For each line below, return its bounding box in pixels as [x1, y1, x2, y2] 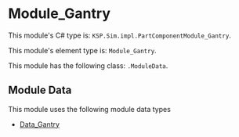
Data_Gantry [19, 119, 60, 129]
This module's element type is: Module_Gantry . [8, 45, 157, 55]
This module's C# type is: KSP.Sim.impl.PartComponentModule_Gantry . [8, 31, 231, 40]
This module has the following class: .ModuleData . [8, 60, 168, 70]
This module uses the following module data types [8, 104, 171, 114]
